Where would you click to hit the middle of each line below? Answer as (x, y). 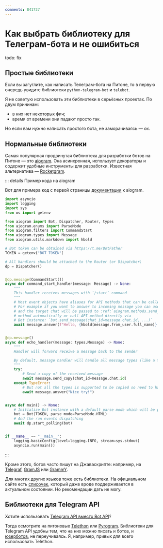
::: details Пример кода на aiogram (40, 181)
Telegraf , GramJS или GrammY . (37, 469)
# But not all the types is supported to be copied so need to (88, 387)
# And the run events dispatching (49, 419)
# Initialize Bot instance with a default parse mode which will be (84, 410)
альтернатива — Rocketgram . (35, 171)
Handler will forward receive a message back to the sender (76, 351)
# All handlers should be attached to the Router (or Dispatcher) (73, 262)
